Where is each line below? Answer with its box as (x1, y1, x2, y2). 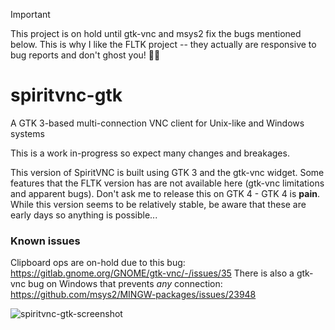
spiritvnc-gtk (10, 84, 123, 107)
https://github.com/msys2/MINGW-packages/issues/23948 (10, 289, 257, 301)
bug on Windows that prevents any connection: (28, 278, 223, 290)
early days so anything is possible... (10, 209, 158, 221)
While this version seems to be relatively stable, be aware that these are (10, 198, 307, 210)
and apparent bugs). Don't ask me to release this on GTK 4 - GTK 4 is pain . (10, 187, 320, 199)
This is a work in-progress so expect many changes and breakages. (10, 147, 290, 159)
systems (10, 127, 45, 139)
